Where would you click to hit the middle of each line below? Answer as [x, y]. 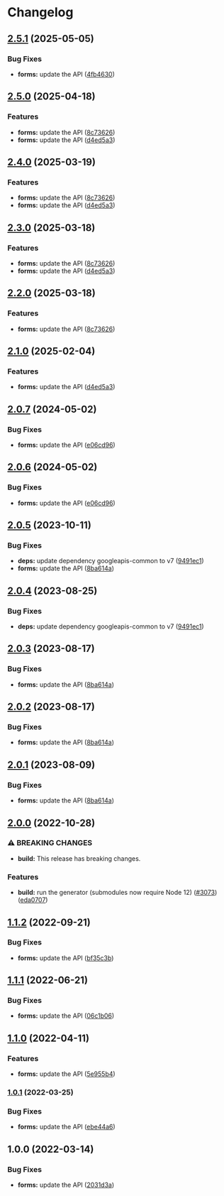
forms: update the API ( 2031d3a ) [66, 1185]
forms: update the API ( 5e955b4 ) [66, 1074]
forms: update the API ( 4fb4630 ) [66, 74]
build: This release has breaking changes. [79, 858]
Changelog [40, 12]
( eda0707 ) [33, 900]
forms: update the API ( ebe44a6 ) [66, 1127]
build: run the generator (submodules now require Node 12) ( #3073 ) [117, 893]
